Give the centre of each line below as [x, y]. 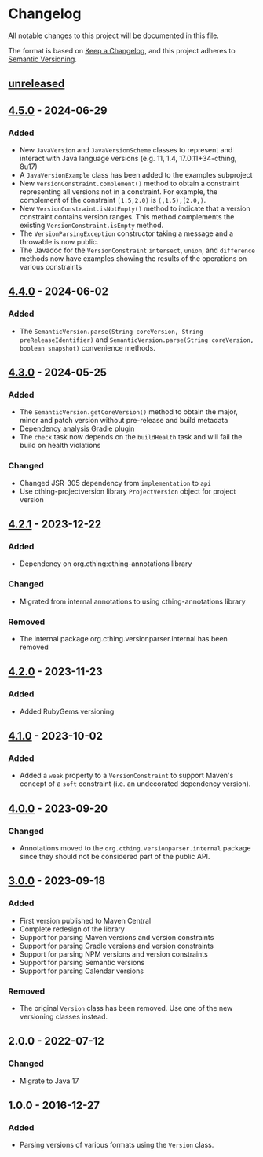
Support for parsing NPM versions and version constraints [113, 954]
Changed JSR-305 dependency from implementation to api [115, 483]
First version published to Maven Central [85, 920]
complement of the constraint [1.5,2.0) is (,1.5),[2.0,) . [113, 200]
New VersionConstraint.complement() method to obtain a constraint [129, 184]
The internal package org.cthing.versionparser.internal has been [123, 638]
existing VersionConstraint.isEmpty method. [91, 226]
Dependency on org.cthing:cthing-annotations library [106, 564]
